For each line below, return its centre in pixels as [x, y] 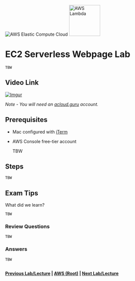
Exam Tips [22, 193]
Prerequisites [26, 120]
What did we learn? [25, 205]
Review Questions [28, 226]
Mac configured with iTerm [40, 132]
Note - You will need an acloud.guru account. [52, 104]
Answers [16, 249]
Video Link [22, 83]
